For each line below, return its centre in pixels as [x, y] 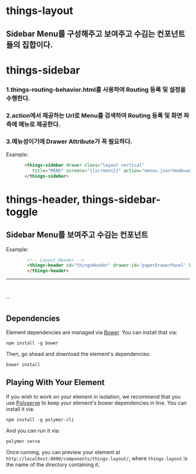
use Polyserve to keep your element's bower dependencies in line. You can [97, 403]
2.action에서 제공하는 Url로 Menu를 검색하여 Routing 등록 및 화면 [94, 115]
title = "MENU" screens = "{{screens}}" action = [87, 171]
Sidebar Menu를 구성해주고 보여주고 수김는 [81, 34]
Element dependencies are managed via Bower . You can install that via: [92, 332]
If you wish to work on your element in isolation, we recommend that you [93, 396]
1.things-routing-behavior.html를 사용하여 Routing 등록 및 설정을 [96, 89]
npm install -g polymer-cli [40, 420]
